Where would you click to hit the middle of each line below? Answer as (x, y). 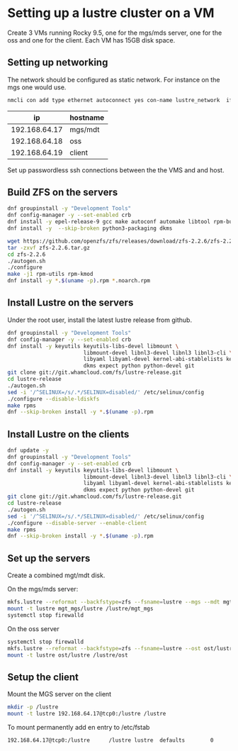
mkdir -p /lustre (33, 707)
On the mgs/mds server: (43, 589)
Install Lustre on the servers (70, 303)
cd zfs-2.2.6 (27, 254)
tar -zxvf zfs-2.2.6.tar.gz (49, 247)
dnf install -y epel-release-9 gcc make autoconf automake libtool (109, 222)
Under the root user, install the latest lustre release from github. (100, 320)
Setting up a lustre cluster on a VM (111, 13)
